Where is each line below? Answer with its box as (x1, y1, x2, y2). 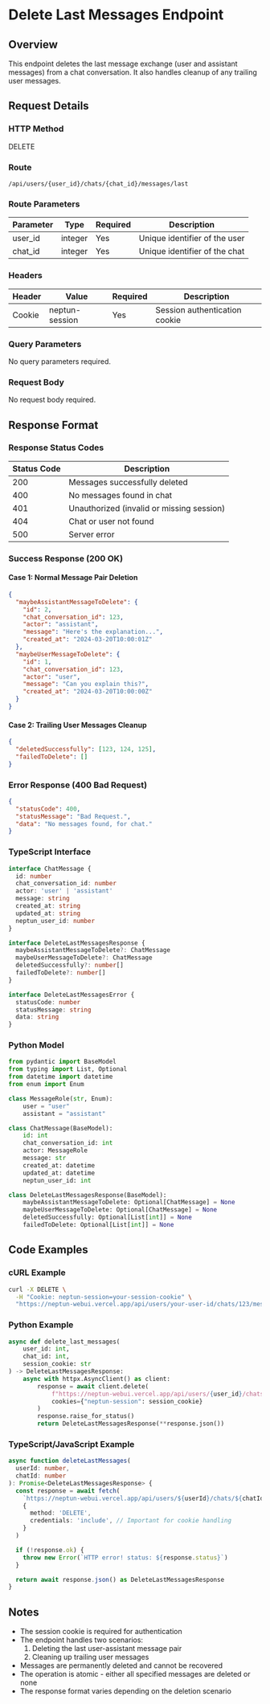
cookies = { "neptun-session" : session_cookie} (51, 1397, 203, 1405)
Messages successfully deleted (68, 476, 189, 488)
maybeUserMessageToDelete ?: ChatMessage (15, 954, 153, 962)
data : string (15, 1013, 59, 1021)
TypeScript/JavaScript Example (8, 1438, 135, 1449)
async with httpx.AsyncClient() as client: (22, 1375, 171, 1383)
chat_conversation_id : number (15, 880, 117, 888)
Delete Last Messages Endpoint (8, 6, 224, 24)
